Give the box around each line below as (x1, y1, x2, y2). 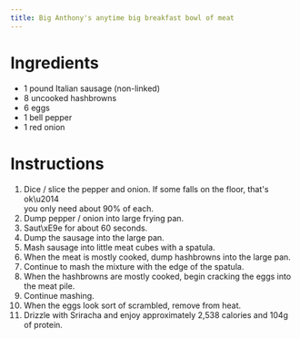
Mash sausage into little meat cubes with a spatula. (23, 241, 216, 252)
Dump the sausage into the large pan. (23, 231, 165, 242)
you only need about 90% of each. (23, 202, 154, 214)
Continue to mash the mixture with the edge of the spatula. (23, 261, 245, 272)
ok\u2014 (23, 193, 60, 204)
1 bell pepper (23, 111, 73, 123)
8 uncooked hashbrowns (23, 92, 117, 103)
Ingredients (10, 52, 99, 73)
